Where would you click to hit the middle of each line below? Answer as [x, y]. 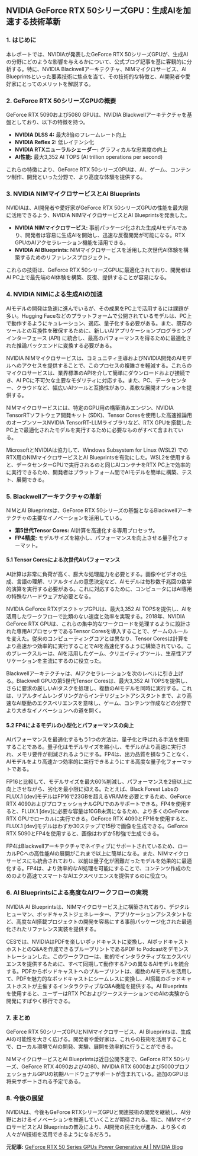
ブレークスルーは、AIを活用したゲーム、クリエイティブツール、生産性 [96, 653]
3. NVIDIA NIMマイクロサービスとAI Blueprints [73, 193]
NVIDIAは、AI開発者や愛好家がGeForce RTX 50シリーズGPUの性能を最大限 [97, 208]
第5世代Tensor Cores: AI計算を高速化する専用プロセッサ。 [86, 530]
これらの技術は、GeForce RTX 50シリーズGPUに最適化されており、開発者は [99, 270]
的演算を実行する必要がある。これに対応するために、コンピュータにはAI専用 [99, 589]
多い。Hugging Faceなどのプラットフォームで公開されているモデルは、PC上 [99, 315]
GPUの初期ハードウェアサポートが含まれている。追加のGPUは [113, 1074]
